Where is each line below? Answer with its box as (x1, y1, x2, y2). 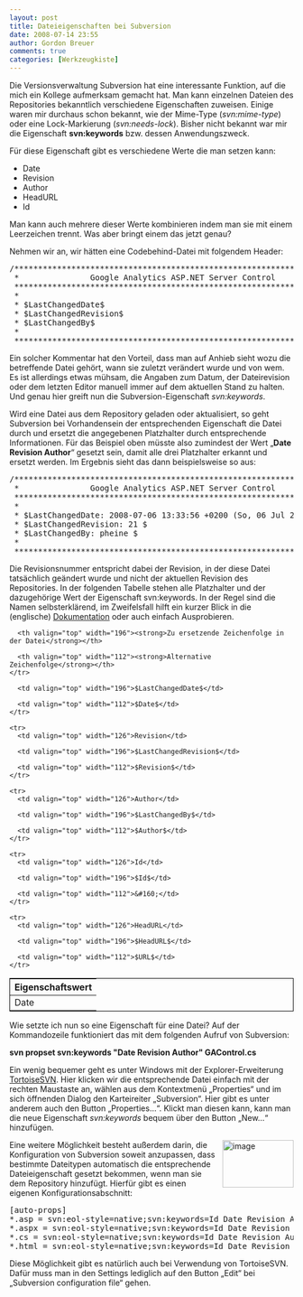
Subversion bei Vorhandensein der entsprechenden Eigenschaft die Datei (9, 418, 282, 429)
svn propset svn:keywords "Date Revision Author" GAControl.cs (9, 1047, 257, 1058)
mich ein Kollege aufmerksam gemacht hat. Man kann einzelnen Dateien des (9, 89, 294, 100)
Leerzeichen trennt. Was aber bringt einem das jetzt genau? (9, 229, 232, 239)
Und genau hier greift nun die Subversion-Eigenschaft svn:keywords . (9, 391, 266, 402)
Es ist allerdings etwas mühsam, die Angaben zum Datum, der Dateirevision (9, 372, 290, 382)
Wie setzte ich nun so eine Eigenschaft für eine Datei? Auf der (9, 1020, 240, 1031)
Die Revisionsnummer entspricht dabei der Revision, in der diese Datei (9, 564, 271, 574)
